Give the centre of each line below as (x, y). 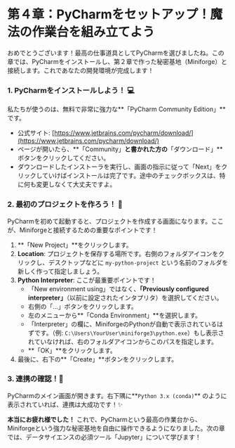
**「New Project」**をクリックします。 (75, 245)
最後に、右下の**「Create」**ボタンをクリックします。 (98, 359)
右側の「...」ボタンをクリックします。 (83, 306)
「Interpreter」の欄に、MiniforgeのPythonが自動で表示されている (122, 324)
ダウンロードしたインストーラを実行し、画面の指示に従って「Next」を (119, 167)
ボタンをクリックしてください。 (63, 158)
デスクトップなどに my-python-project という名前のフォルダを (138, 262)
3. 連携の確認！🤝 (35, 379)
